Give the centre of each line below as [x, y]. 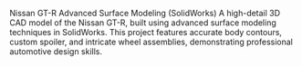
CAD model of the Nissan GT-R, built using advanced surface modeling [143, 23]
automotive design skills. [56, 52]
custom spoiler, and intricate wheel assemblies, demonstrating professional [151, 42]
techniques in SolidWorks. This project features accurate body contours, [146, 32]
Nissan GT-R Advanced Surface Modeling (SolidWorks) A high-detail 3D [145, 13]
